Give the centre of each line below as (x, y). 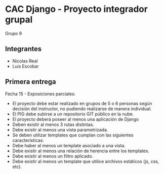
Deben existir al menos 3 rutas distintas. (53, 124)
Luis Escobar (25, 66)
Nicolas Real (25, 61)
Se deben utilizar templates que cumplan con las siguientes (73, 135)
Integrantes (23, 49)
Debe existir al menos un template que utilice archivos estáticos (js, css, (86, 161)
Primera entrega (31, 82)
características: (28, 140)
